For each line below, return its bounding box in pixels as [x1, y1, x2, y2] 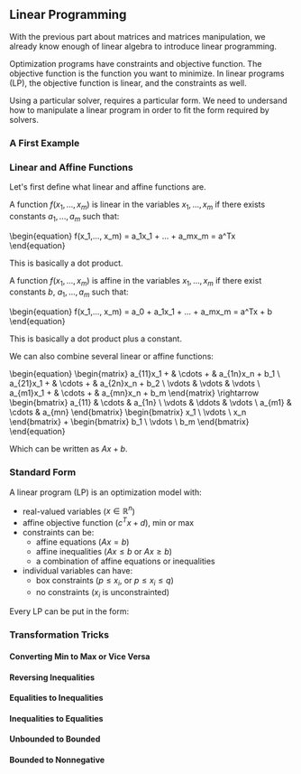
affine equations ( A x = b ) [35, 536, 130, 547]
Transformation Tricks [9, 629, 110, 641]
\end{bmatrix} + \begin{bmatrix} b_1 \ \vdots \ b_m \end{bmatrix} [9, 416, 250, 427]
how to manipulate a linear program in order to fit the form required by [9, 104, 270, 116]
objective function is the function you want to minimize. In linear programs [9, 68, 285, 79]
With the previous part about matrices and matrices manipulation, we [9, 31, 266, 42]
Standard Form [9, 466, 77, 479]
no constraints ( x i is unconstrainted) [35, 586, 169, 600]
